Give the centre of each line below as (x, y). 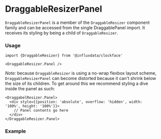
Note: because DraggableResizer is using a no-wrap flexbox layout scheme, (81, 73)
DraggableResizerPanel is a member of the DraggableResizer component (77, 22)
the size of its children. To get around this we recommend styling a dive (77, 83)
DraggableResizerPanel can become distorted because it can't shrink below (81, 79)
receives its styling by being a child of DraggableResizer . (62, 33)
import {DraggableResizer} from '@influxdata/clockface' (64, 56)
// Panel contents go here (41, 111)
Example (16, 131)
